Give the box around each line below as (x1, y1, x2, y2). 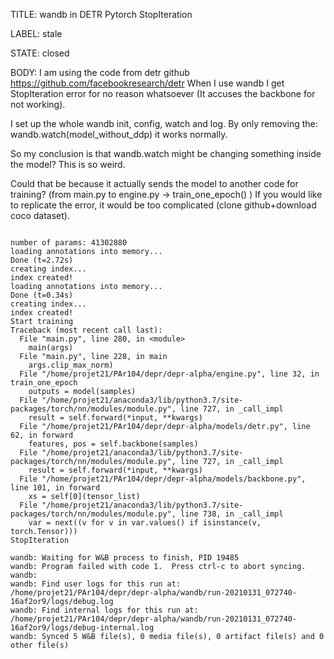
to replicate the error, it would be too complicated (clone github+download (10, 199, 317, 211)
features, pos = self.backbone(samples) (28, 439, 199, 449)
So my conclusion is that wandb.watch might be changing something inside (10, 148, 322, 159)
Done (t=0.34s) (10, 290, 74, 300)
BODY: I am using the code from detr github (10, 67, 190, 78)
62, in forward (10, 430, 74, 440)
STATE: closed (10, 47, 70, 59)
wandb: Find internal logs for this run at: (10, 605, 199, 615)
